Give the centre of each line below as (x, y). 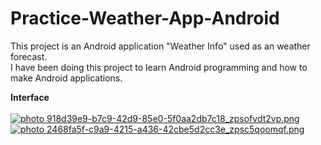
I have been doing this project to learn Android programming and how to (159, 67)
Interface (30, 97)
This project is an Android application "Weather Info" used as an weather (160, 46)
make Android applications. (66, 78)
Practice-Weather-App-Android (145, 18)
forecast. (29, 56)
